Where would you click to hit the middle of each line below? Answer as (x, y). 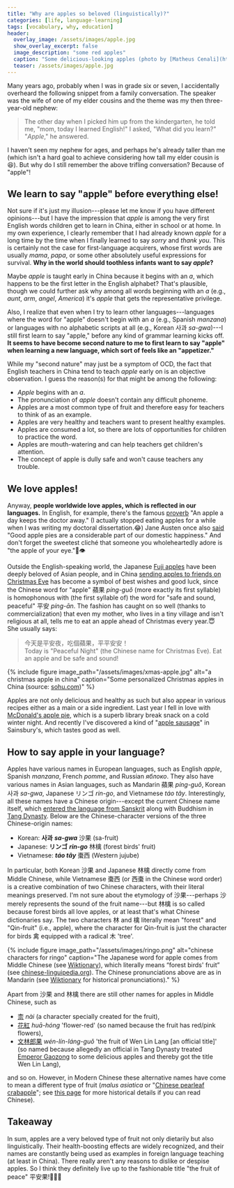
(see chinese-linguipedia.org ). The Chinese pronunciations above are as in (114, 973)
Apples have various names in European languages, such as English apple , (115, 769)
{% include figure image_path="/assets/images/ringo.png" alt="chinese (110, 950)
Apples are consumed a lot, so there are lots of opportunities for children (122, 430)
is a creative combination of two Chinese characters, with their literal (106, 887)
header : (18, 33)
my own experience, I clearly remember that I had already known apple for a (117, 233)
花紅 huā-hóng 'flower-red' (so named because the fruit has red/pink (116, 1025)
